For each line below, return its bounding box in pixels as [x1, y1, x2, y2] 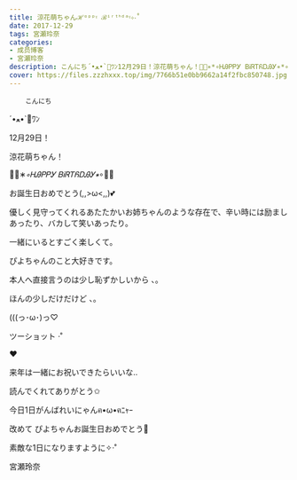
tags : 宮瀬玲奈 [9, 29, 60, 38]
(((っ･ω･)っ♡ [9, 311, 59, 322]
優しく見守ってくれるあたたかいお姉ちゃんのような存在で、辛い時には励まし [9, 206, 288, 217]
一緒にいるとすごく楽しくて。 [9, 236, 118, 247]
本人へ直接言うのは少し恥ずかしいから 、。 [9, 274, 163, 285]
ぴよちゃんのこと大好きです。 [9, 255, 118, 266]
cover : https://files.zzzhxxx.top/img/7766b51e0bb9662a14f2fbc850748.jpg [9, 71, 288, 80]
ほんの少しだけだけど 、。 [9, 293, 101, 303]
